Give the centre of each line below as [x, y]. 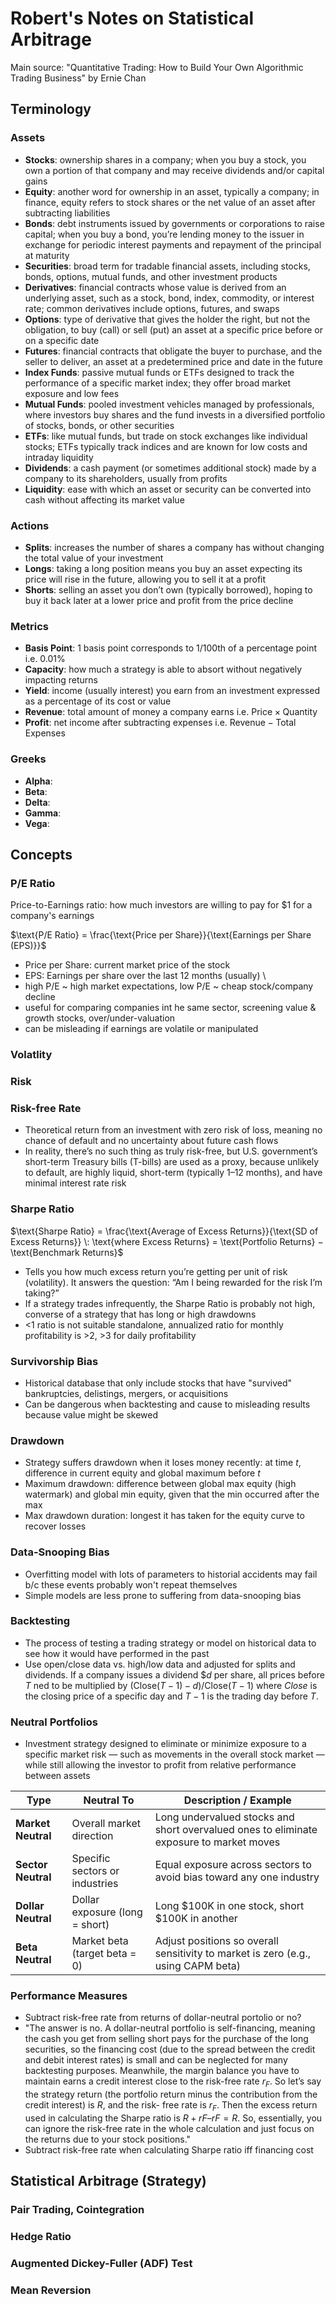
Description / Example [237, 1800]
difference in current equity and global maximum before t [142, 1473]
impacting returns [61, 680]
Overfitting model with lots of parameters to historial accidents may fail [171, 1574]
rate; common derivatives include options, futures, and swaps [152, 308]
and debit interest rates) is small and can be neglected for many [156, 2060]
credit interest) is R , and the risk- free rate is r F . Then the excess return [171, 2106]
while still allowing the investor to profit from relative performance [160, 1765]
